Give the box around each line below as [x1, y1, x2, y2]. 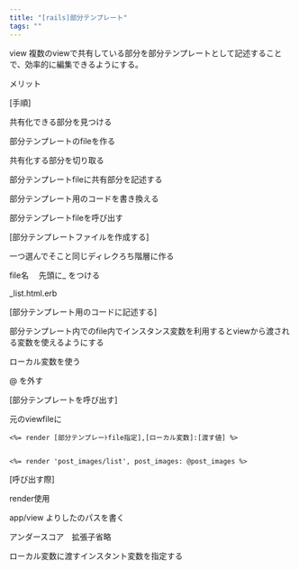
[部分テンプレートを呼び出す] [9, 394, 118, 405]
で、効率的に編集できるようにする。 [9, 59, 144, 69]
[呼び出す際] [9, 473, 56, 484]
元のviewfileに [9, 413, 62, 424]
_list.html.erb [9, 288, 58, 299]
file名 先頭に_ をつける [9, 270, 101, 280]
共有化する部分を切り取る [9, 154, 104, 165]
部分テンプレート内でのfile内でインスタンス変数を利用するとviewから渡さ [9, 326, 282, 336]
